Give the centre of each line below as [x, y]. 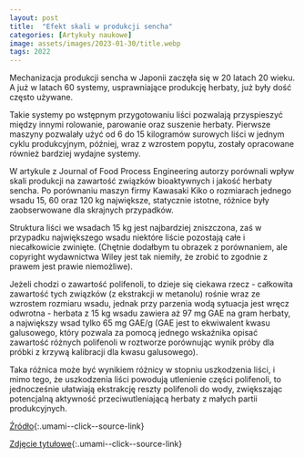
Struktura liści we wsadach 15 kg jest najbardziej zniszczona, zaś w [136, 228]
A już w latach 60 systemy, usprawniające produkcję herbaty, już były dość [151, 88]
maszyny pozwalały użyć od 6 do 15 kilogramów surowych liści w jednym [147, 134]
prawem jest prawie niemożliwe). [71, 266]
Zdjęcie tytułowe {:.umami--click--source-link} [96, 444]
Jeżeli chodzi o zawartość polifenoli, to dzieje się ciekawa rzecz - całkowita [152, 285]
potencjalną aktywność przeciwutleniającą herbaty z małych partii [133, 399]
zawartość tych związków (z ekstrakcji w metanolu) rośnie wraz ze [135, 294]
